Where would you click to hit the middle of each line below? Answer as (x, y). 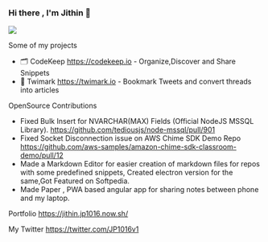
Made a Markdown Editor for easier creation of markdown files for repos (140, 164)
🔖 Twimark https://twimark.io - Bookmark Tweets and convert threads (136, 82)
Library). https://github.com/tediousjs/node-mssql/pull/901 (118, 130)
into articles (39, 90)
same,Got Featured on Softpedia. (75, 181)
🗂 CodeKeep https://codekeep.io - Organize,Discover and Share (128, 62)
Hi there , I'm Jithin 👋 (49, 13)
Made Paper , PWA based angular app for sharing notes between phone (139, 190)
